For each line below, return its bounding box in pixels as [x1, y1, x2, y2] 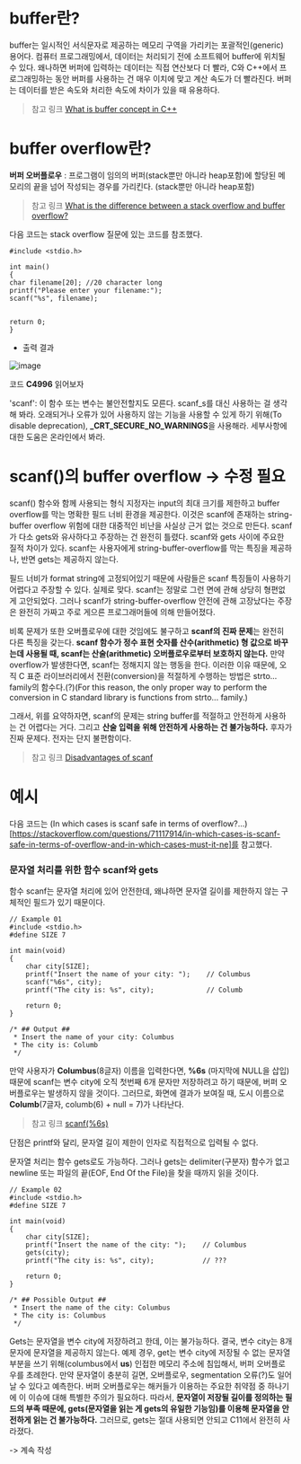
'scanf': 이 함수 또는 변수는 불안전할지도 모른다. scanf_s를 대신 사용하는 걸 [9, 397, 271, 409]
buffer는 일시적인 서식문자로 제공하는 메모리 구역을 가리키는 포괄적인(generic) [9, 40, 285, 50]
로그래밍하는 [9, 73, 54, 84]
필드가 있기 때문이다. [32, 897, 106, 908]
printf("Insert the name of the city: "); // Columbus [25, 1240, 247, 1249]
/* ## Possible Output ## [9, 1295, 106, 1305]
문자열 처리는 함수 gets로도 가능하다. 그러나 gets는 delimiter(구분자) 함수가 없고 [9, 1156, 290, 1168]
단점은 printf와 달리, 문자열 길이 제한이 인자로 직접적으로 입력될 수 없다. [9, 1137, 259, 1148]
